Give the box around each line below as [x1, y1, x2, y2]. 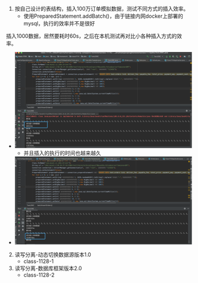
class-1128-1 [23, 258, 54, 265]
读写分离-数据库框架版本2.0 [14, 265, 82, 272]
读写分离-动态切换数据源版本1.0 [14, 251, 91, 258]
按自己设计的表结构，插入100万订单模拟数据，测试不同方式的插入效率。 [14, 5, 189, 12]
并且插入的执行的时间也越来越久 [23, 149, 101, 157]
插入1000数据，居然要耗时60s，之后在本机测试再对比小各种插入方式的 [6, 32, 177, 40]
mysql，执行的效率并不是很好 [23, 20, 95, 27]
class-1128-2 [23, 271, 55, 279]
